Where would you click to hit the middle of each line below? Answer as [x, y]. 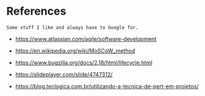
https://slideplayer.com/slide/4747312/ [64, 74]
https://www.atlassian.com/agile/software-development [86, 39]
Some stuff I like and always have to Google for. [72, 28]
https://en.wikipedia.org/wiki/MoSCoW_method [75, 51]
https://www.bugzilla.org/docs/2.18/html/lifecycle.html [83, 62]
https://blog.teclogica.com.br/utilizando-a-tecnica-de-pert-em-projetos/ [107, 86]
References [36, 11]
